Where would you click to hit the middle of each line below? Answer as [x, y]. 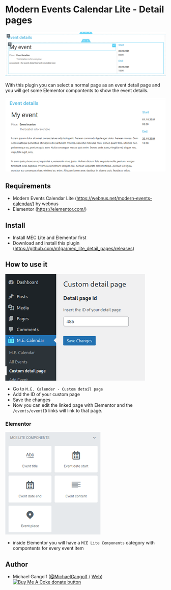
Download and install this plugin [46, 243]
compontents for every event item [48, 548]
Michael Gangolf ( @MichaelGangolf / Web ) [58, 577]
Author [17, 564]
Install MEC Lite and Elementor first [49, 238]
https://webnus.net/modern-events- [115, 199]
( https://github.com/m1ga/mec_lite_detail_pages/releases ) [74, 249]
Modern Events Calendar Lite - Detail [85, 9]
